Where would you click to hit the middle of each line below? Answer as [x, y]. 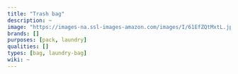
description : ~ [30, 20]
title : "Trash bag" [36, 14]
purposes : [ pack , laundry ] [47, 40]
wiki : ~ [19, 60]
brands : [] [23, 33]
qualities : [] [28, 47]
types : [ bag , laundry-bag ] [47, 54]
